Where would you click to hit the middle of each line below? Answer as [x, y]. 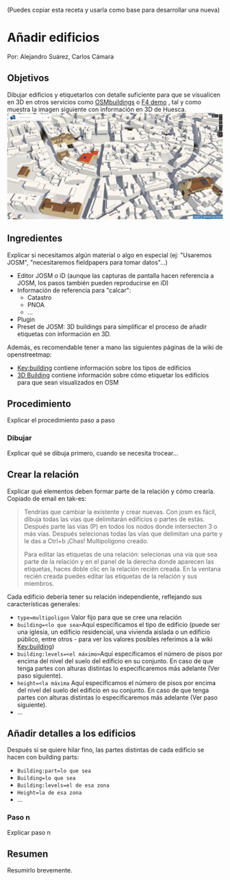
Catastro [39, 297]
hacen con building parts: [43, 757]
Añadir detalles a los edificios [72, 733]
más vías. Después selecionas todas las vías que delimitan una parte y [123, 534]
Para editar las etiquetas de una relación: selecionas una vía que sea [120, 554]
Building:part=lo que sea [54, 771]
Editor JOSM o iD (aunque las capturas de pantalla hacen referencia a [115, 275]
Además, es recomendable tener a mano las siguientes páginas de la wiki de [115, 347]
